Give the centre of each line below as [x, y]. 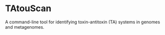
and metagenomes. [25, 27]
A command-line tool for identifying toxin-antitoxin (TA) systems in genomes [82, 22]
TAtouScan [28, 9]
